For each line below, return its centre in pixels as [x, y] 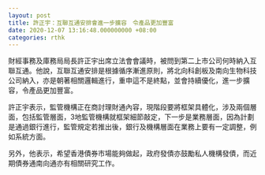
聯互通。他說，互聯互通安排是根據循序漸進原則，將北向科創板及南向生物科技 [132, 71]
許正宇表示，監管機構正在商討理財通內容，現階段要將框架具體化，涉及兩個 [129, 107]
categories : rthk [37, 37]
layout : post [30, 15]
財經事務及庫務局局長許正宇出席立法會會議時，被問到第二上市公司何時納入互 [132, 61]
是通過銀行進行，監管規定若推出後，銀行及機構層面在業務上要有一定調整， [129, 127]
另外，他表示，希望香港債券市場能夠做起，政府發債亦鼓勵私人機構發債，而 [129, 154]
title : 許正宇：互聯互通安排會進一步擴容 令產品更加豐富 [91, 23]
